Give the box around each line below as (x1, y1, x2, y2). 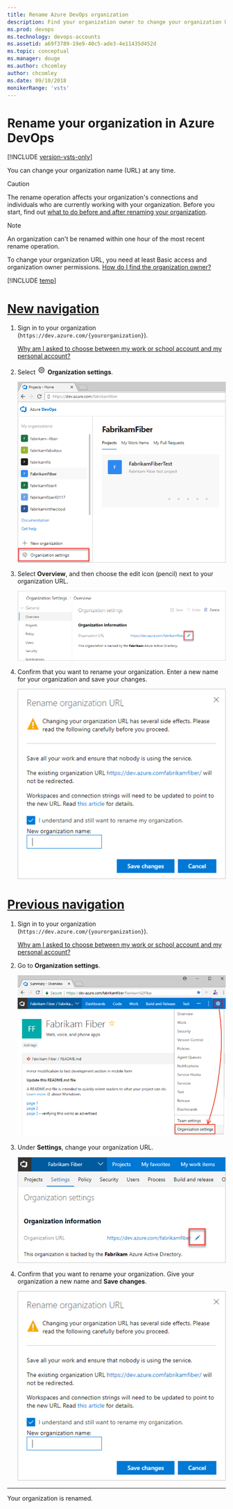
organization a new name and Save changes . (17, 1277, 147, 1285)
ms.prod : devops (7, 26, 54, 33)
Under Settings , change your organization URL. (17, 1143, 154, 1152)
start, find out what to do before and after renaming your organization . (7, 208, 208, 217)
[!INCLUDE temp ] (7, 276, 57, 285)
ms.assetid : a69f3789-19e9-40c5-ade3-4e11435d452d (7, 40, 157, 48)
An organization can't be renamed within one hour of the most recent (7, 235, 205, 243)
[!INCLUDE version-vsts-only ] (7, 153, 93, 161)
